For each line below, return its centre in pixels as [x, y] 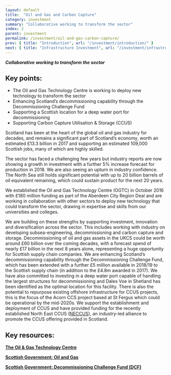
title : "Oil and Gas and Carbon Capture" [51, 15]
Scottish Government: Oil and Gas [42, 357]
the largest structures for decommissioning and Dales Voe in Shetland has [83, 281]
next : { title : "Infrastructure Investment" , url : [60, 48]
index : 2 [15, 29]
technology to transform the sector [49, 96]
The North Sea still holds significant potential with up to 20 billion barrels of [84, 175]
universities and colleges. [32, 212]
